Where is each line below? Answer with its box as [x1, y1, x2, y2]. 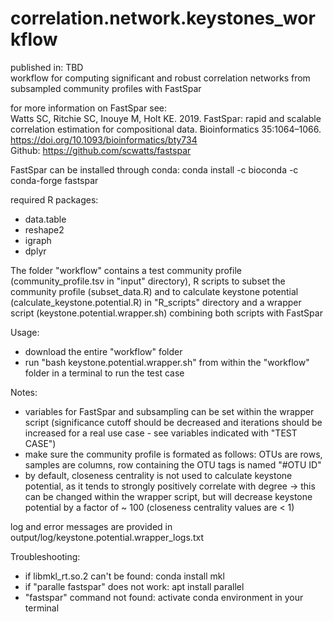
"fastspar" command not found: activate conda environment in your [24, 591, 304, 603]
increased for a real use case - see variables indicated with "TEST [24, 427, 298, 439]
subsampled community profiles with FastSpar [10, 82, 202, 94]
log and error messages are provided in [10, 520, 173, 532]
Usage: [10, 326, 40, 338]
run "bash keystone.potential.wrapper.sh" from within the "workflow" [24, 356, 310, 368]
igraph [24, 234, 52, 246]
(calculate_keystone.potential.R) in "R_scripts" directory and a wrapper [10, 296, 302, 308]
